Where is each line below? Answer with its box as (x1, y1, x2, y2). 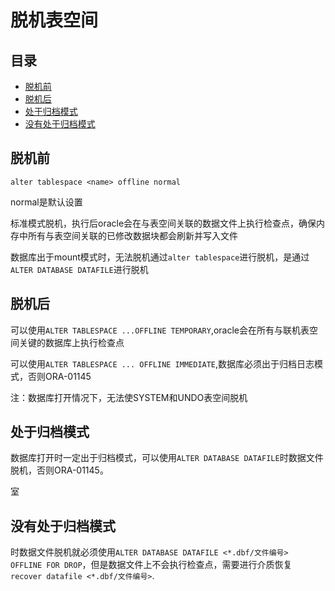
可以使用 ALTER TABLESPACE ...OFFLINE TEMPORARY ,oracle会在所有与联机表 (10, 324, 310, 336)
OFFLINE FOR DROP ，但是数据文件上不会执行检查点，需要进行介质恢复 (10, 559, 293, 571)
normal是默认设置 (10, 196, 83, 208)
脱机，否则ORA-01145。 (10, 464, 109, 476)
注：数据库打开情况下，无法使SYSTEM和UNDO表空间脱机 (10, 391, 248, 403)
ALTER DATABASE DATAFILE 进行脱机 (10, 263, 149, 275)
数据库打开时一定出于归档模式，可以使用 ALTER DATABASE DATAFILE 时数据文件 (10, 452, 324, 464)
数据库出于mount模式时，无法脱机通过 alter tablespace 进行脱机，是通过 (10, 251, 310, 263)
